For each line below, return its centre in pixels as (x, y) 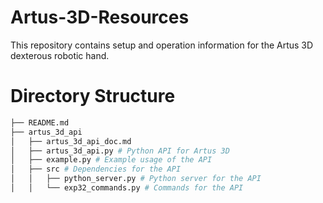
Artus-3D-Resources (100, 17)
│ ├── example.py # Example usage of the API (111, 160)
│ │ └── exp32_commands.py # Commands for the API (127, 188)
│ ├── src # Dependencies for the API (96, 169)
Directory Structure (93, 96)
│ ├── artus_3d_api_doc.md (71, 141)
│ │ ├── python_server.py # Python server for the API (136, 179)
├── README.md (40, 122)
